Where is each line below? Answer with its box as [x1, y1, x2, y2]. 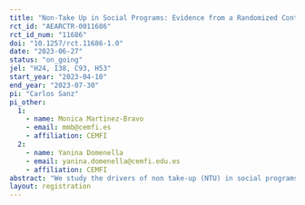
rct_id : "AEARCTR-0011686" [9, 22, 112, 31]
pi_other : [9, 97, 47, 107]
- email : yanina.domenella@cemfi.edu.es [25, 156, 181, 166]
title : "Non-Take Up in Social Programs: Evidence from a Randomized [9, 13, 279, 23]
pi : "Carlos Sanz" [9, 89, 79, 98]
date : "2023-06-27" [9, 47, 84, 56]
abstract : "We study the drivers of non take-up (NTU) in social [9, 173, 261, 182]
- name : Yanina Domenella [25, 148, 124, 157]
